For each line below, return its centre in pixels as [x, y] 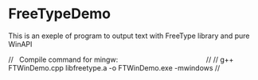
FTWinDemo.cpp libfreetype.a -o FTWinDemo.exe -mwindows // [114, 67]
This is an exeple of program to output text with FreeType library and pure [129, 36]
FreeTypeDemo [60, 14]
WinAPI [20, 44]
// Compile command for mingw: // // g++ [121, 59]
